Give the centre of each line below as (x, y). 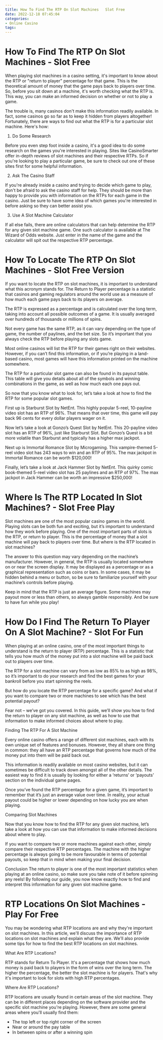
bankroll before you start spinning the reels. (49, 681)
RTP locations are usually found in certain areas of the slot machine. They (79, 997)
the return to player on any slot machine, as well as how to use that (72, 715)
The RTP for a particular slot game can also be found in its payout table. (77, 373)
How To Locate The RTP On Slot (70, 260)
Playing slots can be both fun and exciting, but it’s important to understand (80, 526)
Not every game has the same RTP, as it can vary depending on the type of (80, 329)
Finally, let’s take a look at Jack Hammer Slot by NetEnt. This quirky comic (79, 467)
